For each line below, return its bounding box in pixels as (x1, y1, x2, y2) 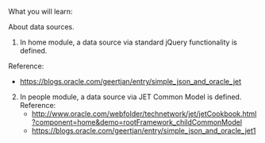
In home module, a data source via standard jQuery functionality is (19, 37, 238, 47)
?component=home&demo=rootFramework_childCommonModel (31, 118, 243, 126)
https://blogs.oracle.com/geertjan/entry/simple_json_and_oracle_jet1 (31, 126, 256, 135)
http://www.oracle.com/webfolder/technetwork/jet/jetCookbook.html (31, 109, 257, 118)
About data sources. (8, 22, 75, 31)
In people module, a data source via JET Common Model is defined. (19, 92, 242, 102)
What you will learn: (8, 7, 73, 16)
